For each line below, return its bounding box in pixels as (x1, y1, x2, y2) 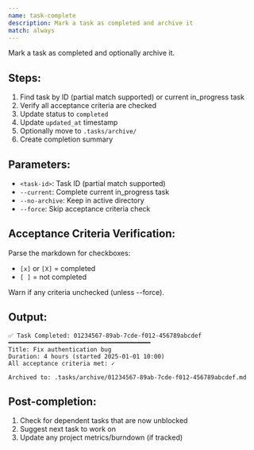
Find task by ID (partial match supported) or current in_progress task (19, 92, 244, 102)
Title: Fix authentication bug (8, 345, 112, 354)
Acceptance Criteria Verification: (8, 227, 176, 241)
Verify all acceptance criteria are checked (19, 101, 157, 111)
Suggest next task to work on (19, 425, 117, 434)
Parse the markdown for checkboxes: (8, 248, 131, 258)
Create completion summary (19, 134, 114, 144)
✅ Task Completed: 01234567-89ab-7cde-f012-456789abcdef (8, 332, 202, 339)
